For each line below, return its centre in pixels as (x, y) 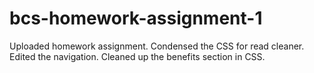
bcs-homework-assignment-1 (136, 18)
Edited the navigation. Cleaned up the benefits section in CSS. (137, 56)
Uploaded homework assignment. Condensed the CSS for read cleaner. (157, 46)
